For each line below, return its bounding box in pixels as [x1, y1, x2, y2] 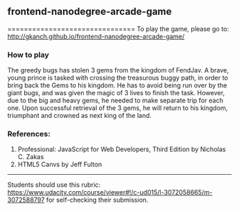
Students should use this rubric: [7, 180, 101, 189]
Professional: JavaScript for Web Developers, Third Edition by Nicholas [17, 145, 226, 153]
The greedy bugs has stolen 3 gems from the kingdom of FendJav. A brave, [7, 66, 229, 75]
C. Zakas [17, 153, 44, 161]
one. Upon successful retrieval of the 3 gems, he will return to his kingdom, [7, 104, 228, 112]
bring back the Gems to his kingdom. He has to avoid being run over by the [7, 81, 228, 90]
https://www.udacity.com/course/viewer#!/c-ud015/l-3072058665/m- [7, 188, 213, 197]
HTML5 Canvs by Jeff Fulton [17, 160, 102, 169]
